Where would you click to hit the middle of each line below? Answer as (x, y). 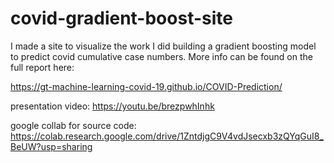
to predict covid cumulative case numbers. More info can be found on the (161, 56)
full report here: (42, 67)
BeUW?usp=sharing (51, 146)
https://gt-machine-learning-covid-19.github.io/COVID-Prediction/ (146, 86)
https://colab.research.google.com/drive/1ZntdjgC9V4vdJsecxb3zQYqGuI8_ (167, 136)
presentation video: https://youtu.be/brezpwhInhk (112, 106)
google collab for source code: (73, 125)
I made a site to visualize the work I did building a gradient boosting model (163, 46)
